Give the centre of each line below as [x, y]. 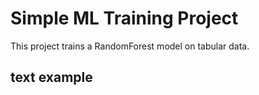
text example [51, 77]
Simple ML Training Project [124, 18]
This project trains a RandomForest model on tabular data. [130, 46]
